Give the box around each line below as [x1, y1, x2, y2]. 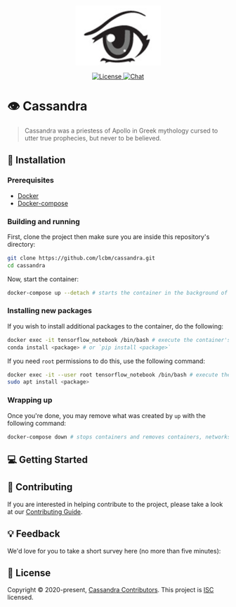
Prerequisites [7, 176, 54, 185]
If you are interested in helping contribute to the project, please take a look [7, 500, 223, 508]
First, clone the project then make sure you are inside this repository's [7, 232, 210, 241]
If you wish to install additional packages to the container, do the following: [7, 321, 223, 330]
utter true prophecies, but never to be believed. [24, 133, 162, 142]
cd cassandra [7, 262, 46, 269]
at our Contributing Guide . [7, 507, 83, 516]
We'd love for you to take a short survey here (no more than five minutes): [7, 546, 221, 555]
